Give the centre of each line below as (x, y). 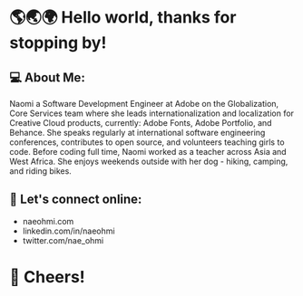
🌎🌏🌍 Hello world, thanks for (123, 18)
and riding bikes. (41, 171)
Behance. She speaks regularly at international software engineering (137, 133)
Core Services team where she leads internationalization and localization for (152, 113)
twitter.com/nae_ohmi (63, 240)
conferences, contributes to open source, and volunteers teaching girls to (147, 142)
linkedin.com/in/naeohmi (68, 231)
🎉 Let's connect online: (76, 200)
